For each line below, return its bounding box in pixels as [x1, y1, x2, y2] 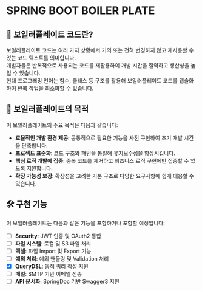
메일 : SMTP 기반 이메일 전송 [15, 270, 82, 277]
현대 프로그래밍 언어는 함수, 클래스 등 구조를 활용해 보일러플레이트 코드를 [6, 77, 178, 84]
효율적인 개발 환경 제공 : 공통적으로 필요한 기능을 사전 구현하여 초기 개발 [15, 134, 183, 142]
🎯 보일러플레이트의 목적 [6, 104, 89, 114]
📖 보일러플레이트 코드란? [6, 29, 93, 39]
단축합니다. [21, 142, 49, 149]
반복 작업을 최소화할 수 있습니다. [17, 84, 94, 92]
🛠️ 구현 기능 [6, 199, 47, 210]
